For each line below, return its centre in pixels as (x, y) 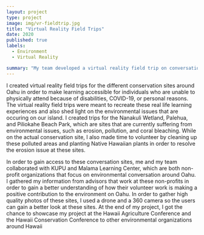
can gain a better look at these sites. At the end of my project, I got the (95, 206)
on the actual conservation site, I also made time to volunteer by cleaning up (102, 137)
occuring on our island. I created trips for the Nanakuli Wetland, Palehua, (97, 118)
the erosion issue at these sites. (46, 150)
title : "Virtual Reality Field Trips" (55, 29)
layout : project (27, 12)
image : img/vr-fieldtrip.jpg (43, 23)
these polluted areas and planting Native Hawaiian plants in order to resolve (101, 143)
